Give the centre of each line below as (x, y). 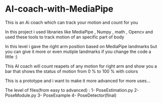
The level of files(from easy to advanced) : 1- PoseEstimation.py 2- (72, 90)
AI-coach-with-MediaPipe (59, 9)
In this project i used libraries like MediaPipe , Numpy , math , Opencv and (79, 32)
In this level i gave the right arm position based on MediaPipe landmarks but (81, 46)
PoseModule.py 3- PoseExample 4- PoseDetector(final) (61, 95)
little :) (11, 56)
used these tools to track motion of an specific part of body (65, 37)
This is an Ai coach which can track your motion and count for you (72, 22)
